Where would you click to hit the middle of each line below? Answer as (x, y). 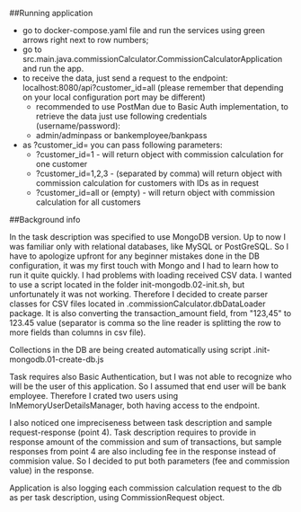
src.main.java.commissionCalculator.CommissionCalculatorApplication (152, 59)
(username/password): (78, 126)
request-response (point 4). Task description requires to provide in (133, 432)
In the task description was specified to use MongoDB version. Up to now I (147, 237)
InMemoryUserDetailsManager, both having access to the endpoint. (135, 405)
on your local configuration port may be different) (114, 97)
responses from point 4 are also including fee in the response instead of (143, 451)
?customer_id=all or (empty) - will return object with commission (155, 193)
